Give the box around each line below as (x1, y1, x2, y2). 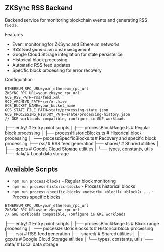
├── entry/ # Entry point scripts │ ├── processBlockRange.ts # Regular (5, 125, 151, 130)
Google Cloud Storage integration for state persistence (12, 51, 123, 57)
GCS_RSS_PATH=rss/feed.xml (5, 95, 60, 100)
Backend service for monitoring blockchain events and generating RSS (5, 17, 148, 23)
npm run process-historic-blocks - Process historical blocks (12, 183, 136, 189)
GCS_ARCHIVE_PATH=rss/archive (5, 99, 67, 104)
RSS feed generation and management (12, 46, 91, 52)
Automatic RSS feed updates (12, 62, 70, 68)
